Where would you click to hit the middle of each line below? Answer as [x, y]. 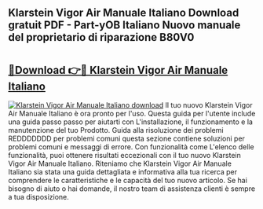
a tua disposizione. [38, 197]
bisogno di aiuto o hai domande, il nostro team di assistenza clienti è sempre [132, 189]
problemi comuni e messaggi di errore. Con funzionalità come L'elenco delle [131, 147]
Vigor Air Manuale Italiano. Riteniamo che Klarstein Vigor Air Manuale [120, 163]
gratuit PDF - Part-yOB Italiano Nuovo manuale [124, 26]
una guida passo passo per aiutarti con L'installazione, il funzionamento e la [131, 122]
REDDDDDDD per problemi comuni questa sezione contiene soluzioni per [127, 138]
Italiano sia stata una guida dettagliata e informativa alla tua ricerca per [123, 172]
